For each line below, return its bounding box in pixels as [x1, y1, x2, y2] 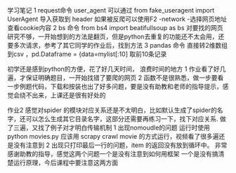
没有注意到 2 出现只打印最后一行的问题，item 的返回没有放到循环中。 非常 [13, 141, 228, 149]
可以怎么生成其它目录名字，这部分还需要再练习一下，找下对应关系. [25, 115, 219, 123]
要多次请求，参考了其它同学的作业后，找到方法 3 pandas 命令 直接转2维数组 [7, 41, 228, 49]
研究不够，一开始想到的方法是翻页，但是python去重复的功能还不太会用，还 [7, 32, 225, 41]
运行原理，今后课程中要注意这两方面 [13, 158, 118, 167]
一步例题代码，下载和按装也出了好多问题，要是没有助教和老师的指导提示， [7, 83, 223, 90]
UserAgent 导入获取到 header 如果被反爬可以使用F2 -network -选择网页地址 [7, 15, 227, 23]
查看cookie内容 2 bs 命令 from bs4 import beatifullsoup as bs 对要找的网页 [7, 24, 223, 32]
